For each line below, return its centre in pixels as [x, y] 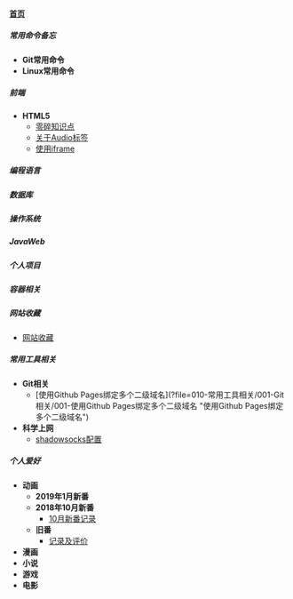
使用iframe [55, 148]
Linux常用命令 [48, 70]
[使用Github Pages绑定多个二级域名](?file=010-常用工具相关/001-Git [159, 395]
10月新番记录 [72, 518]
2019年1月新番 [62, 496]
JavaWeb [27, 242]
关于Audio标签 [62, 137]
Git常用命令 [43, 60]
